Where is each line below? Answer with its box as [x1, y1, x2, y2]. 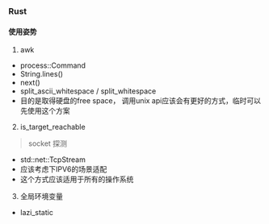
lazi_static [19, 208, 54, 218]
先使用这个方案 [19, 106, 70, 116]
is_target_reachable [19, 122, 86, 132]
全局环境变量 [19, 192, 63, 201]
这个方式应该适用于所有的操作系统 [19, 175, 134, 185]
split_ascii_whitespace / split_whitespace [19, 86, 157, 96]
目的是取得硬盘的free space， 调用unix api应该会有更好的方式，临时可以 [19, 96, 261, 106]
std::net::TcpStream [19, 155, 86, 164]
